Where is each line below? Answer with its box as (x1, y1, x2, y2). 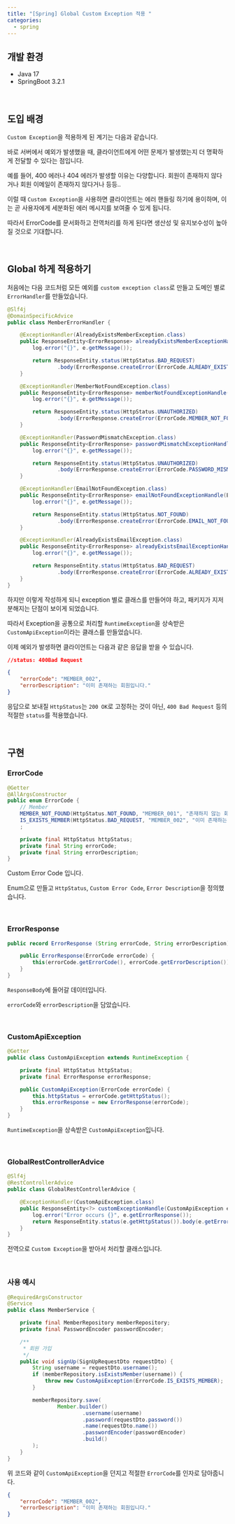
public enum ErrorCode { (7, 797, 80, 805)
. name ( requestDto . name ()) (82, 1423, 158, 1430)
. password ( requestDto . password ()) (82, 1416, 183, 1423)
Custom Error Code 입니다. (7, 869, 84, 877)
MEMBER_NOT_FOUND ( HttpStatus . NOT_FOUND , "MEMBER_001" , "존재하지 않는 (20, 810, 222, 817)
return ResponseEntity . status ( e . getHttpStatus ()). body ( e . (32, 1218, 205, 1225)
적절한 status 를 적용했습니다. (7, 711, 88, 719)
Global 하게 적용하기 (7, 263, 92, 275)
